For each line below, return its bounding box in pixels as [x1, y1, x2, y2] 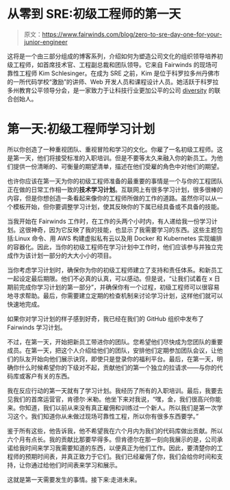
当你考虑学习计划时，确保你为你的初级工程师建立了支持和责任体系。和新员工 [7, 266, 223, 274]
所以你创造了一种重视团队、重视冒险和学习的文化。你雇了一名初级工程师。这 [7, 145, 223, 153]
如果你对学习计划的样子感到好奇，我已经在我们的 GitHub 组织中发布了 [7, 314, 204, 322]
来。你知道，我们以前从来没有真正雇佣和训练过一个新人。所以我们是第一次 [7, 403, 217, 411]
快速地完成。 [7, 300, 43, 308]
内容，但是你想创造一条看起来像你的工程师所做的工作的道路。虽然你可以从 [7, 194, 217, 202]
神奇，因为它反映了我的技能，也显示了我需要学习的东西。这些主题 [30, 225, 217, 233]
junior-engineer [23, 38, 68, 46]
